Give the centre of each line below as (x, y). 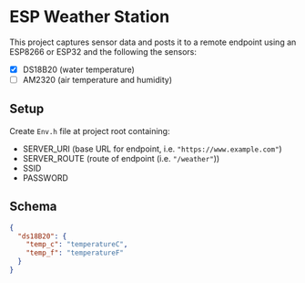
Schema (33, 207)
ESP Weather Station (90, 17)
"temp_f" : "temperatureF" (75, 253)
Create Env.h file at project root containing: (90, 131)
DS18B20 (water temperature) (78, 69)
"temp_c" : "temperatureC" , (77, 245)
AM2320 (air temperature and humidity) (97, 80)
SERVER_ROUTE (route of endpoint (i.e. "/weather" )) (121, 158)
